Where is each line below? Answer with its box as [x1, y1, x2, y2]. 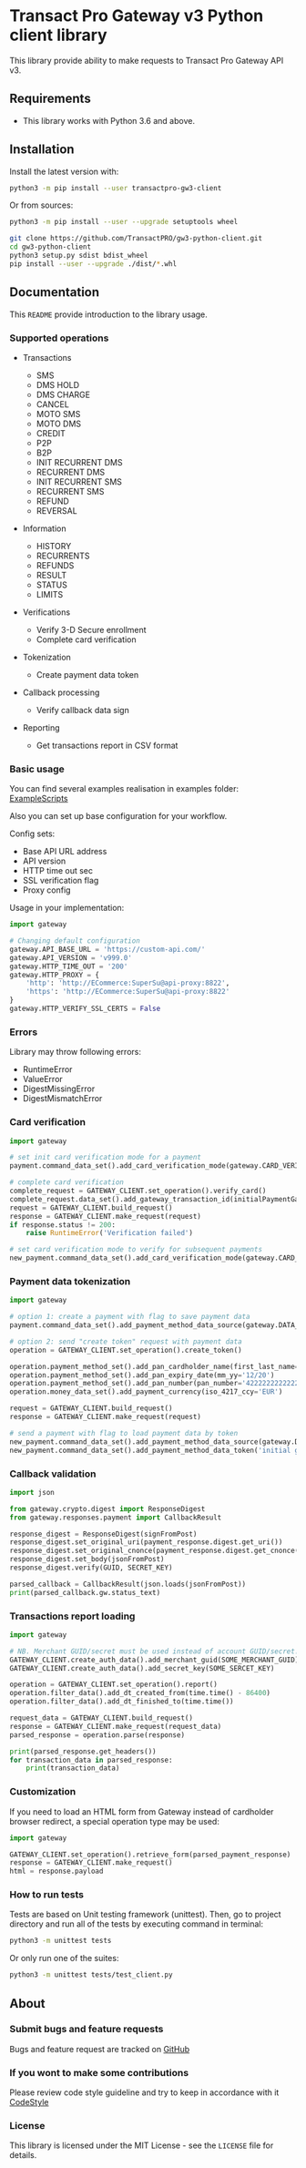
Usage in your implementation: [9, 903, 125, 914]
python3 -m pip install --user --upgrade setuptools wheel [9, 218, 239, 227]
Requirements [9, 91, 91, 107]
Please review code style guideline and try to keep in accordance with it [9, 2087, 280, 2098]
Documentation [9, 284, 100, 301]
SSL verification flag [22, 875, 99, 886]
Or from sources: [9, 199, 74, 210]
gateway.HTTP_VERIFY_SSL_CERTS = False [9, 1004, 161, 1014]
